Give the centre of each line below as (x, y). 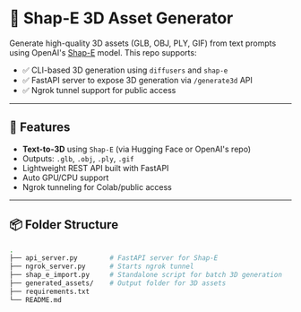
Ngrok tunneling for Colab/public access (97, 186)
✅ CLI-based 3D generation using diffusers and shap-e (125, 70)
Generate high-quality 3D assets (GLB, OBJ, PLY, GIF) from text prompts (143, 43)
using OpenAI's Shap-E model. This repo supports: (103, 52)
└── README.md (36, 299)
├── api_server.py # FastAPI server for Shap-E (114, 258)
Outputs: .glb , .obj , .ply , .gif (78, 158)
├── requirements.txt (50, 291)
